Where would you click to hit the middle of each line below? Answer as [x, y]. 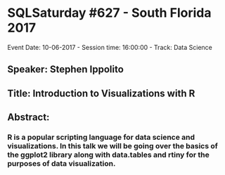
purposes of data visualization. [62, 164]
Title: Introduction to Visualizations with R [101, 93]
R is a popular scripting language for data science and [101, 137]
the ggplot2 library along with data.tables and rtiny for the [108, 155]
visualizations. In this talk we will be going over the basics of [112, 146]
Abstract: [28, 117]
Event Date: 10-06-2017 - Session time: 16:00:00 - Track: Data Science [110, 47]
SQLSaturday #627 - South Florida [109, 13]
